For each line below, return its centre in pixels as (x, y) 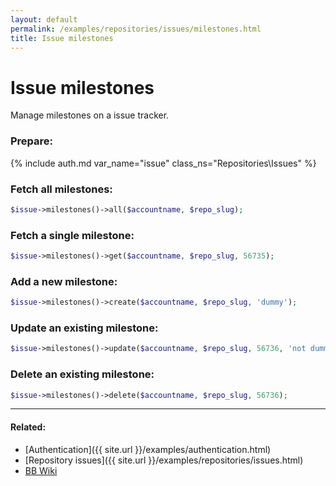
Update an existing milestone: (84, 328)
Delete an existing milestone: (82, 374)
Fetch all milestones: (61, 189)
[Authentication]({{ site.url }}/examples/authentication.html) (148, 449)
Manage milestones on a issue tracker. (90, 115)
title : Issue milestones (62, 38)
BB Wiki (41, 470)
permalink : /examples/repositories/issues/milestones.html (136, 29)
